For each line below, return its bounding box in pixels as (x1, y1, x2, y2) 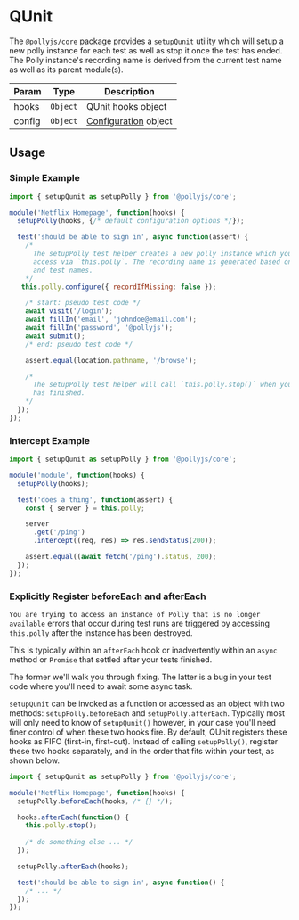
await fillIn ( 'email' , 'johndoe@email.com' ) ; (25, 315, 198, 324)
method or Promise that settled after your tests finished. (9, 653, 213, 665)
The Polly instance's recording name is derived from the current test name (9, 54, 282, 65)
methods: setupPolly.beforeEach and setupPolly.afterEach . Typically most (9, 707, 285, 719)
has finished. (32, 389, 86, 398)
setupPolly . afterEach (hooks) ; (17, 862, 129, 871)
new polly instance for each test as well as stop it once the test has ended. (9, 45, 283, 55)
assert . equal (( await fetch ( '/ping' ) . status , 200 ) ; (25, 553, 217, 562)
